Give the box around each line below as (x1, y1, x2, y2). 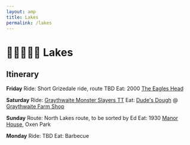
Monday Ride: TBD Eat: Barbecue (6, 132, 90, 140)
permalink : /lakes (6, 20, 52, 26)
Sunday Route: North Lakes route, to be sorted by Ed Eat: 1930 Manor (6, 115, 178, 122)
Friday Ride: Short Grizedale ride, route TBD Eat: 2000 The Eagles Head (6, 85, 184, 92)
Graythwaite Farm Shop (6, 103, 65, 110)
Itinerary (6, 69, 39, 79)
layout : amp (6, 8, 36, 15)
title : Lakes (6, 14, 39, 20)
